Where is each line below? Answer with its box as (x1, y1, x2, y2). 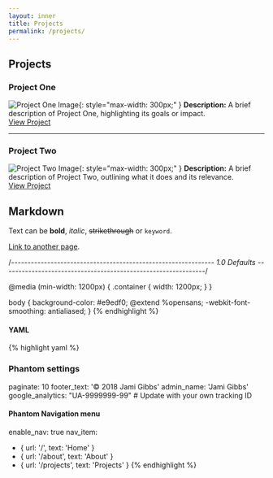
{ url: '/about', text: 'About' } (19, 451, 114, 461)
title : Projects (8, 20, 63, 28)
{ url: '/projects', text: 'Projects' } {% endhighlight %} (19, 460, 197, 470)
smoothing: (8, 306, 46, 316)
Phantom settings (8, 363, 80, 375)
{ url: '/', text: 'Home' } (19, 442, 95, 452)
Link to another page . (8, 241, 80, 252)
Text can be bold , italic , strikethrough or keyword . (8, 226, 172, 236)
